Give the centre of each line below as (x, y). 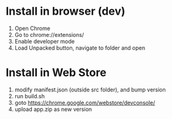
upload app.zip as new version (53, 109)
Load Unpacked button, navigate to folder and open (80, 48)
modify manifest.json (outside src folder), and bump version (90, 90)
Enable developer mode (44, 41)
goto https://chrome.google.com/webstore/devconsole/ (85, 102)
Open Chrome (32, 28)
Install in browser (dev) (66, 11)
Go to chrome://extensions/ (49, 34)
